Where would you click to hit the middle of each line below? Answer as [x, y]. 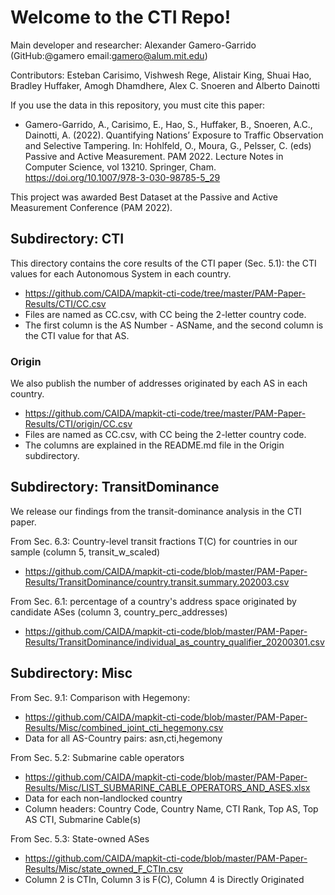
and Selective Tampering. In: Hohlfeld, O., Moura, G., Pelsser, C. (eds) [168, 145]
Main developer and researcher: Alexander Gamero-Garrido [133, 45]
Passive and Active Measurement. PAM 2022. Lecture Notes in [154, 156]
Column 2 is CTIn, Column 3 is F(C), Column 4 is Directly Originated [164, 879]
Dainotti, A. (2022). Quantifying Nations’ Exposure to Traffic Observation [174, 135]
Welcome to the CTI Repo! [121, 17]
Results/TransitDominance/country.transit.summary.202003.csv [157, 582]
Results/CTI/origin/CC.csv [78, 424]
